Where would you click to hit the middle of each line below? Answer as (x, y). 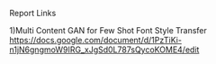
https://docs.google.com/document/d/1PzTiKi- (96, 40)
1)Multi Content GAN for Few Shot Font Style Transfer (108, 30)
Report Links (33, 13)
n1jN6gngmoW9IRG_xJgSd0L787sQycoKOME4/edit (104, 50)
